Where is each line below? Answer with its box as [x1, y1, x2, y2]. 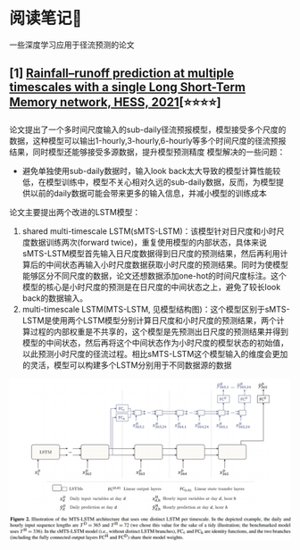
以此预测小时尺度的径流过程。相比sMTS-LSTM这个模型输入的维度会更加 [21, 348, 288, 359]
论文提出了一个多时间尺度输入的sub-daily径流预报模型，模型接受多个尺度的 [9, 124, 287, 135]
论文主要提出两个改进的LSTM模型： [9, 206, 141, 217]
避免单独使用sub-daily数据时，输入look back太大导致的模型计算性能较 [21, 165, 281, 176]
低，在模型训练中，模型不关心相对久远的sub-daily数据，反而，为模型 [21, 176, 277, 187]
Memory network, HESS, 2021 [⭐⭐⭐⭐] [9, 95, 221, 110]
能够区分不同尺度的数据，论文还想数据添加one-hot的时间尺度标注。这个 [21, 270, 287, 281]
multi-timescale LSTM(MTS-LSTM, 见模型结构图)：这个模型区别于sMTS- [21, 304, 290, 314]
